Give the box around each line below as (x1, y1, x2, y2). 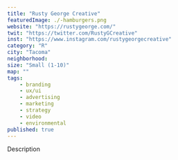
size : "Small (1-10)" (7, 62, 70, 69)
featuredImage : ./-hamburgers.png (7, 17, 107, 24)
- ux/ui (19, 87, 42, 94)
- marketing (19, 100, 54, 107)
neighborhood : (7, 55, 48, 62)
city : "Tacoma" (7, 49, 51, 56)
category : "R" (7, 42, 48, 49)
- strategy (19, 107, 51, 114)
